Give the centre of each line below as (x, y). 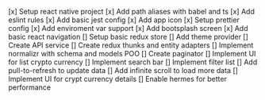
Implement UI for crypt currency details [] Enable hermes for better (118, 79)
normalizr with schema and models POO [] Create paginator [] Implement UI (132, 54)
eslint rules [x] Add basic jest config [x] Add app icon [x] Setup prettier (124, 20)
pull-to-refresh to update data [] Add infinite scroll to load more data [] (123, 70)
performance (30, 87)
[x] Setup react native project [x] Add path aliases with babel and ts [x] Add (132, 12)
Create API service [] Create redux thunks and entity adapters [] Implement (131, 45)
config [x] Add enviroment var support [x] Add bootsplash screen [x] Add (128, 28)
